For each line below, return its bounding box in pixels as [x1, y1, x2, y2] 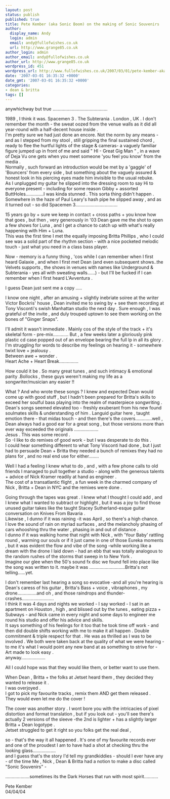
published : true [5, 17, 39, 22]
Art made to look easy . [5, 649, 54, 655]
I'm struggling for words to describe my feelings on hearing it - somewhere [5, 342, 162, 348]
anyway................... [5, 655, 46, 661]
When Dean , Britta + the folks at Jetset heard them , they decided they [5, 674, 154, 681]
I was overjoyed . [5, 685, 41, 691]
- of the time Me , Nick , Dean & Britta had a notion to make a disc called [5, 759, 156, 765]
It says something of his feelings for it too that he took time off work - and [5, 622, 159, 628]
